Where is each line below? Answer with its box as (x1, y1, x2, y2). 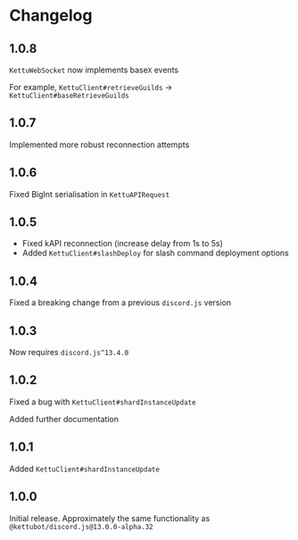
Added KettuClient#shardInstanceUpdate (9, 463, 161, 474)
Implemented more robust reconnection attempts (9, 139, 190, 150)
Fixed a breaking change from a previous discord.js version (9, 297, 232, 308)
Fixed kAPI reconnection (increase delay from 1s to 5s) (21, 238, 223, 249)
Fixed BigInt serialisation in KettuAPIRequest (9, 188, 170, 199)
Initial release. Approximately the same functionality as (9, 512, 211, 523)
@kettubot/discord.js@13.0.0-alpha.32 (9, 522, 153, 531)
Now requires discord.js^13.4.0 (9, 347, 129, 358)
